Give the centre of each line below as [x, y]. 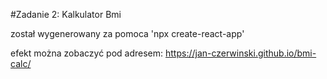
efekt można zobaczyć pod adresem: [87, 53]
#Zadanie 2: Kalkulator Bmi [66, 14]
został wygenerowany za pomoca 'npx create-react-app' [127, 33]
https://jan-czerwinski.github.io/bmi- [241, 53]
